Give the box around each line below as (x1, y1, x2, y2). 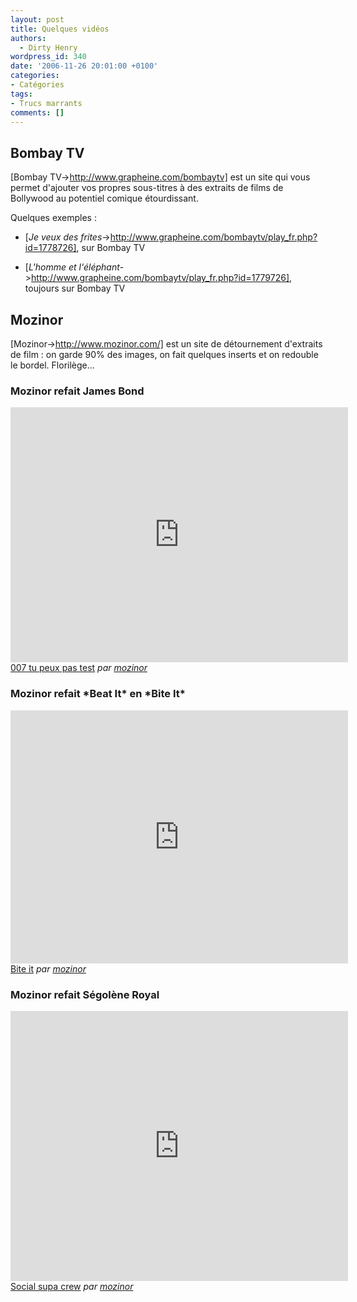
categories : (10, 71, 60, 81)
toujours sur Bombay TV (24, 282, 126, 295)
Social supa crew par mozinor (10, 1280, 134, 1292)
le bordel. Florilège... (10, 359, 95, 371)
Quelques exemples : (10, 212, 97, 224)
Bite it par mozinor (10, 962, 87, 975)
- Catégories (10, 80, 65, 90)
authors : (10, 33, 47, 43)
